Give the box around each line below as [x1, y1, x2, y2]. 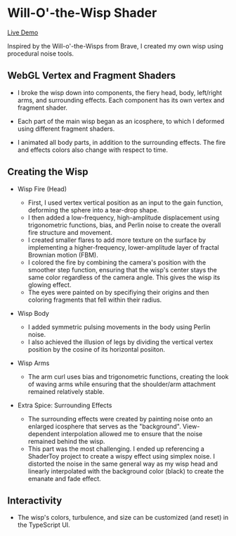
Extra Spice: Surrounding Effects [17, 401, 112, 409]
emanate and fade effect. [27, 474, 102, 483]
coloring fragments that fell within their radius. [27, 295, 162, 304]
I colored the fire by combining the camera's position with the [27, 258, 206, 267]
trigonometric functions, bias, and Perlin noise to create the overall [27, 220, 221, 229]
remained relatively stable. [27, 387, 105, 395]
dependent [27, 429, 60, 438]
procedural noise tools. [7, 49, 74, 58]
